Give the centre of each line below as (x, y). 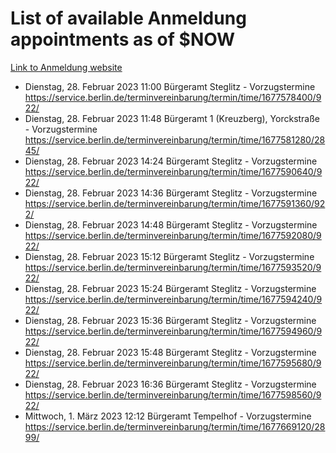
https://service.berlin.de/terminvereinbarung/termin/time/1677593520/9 (173, 267)
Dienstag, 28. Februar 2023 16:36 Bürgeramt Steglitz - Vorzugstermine (170, 384)
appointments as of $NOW (123, 39)
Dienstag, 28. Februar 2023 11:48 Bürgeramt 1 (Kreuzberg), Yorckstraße (172, 118)
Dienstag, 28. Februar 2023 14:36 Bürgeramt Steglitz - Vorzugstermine (171, 193)
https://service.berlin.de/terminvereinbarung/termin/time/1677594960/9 (173, 331)
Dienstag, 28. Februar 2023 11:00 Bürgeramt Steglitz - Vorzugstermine (170, 86)
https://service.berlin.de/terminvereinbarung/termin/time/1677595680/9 (173, 363)
